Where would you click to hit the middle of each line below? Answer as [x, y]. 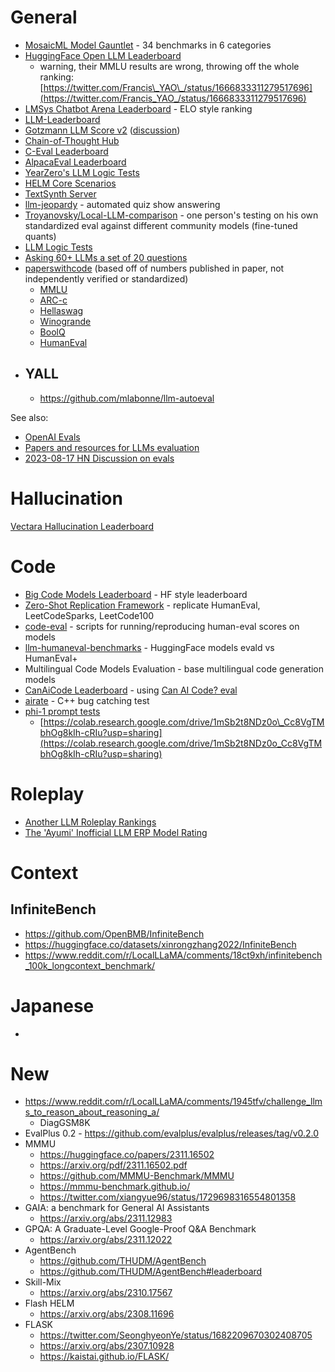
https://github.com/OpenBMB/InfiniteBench [114, 933]
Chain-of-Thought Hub [72, 140]
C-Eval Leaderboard [66, 151]
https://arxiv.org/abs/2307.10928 [107, 1346]
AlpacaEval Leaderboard [75, 162]
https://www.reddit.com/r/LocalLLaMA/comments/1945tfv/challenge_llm [173, 1102]
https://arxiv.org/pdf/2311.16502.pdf [113, 1165]
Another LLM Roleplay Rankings [90, 822]
